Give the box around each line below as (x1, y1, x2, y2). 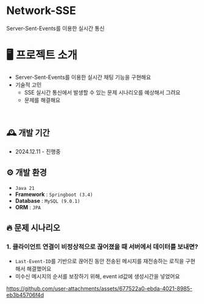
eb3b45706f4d (6, 291, 44, 299)
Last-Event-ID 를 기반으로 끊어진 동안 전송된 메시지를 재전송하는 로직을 (15, 258, 185, 265)
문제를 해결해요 (24, 96, 61, 104)
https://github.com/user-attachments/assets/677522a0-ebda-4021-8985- (6, 285, 193, 292)
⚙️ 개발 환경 (6, 167, 47, 178)
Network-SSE (6, 4, 76, 18)
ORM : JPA (15, 203, 41, 211)
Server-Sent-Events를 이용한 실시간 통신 (6, 24, 105, 32)
